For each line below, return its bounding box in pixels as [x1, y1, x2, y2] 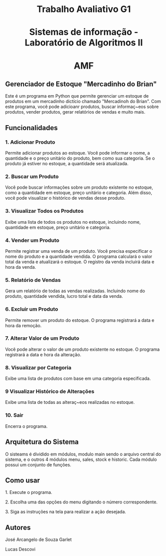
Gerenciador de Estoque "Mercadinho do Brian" [5, 80, 157, 88]
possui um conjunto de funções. [5, 461, 71, 467]
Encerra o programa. [5, 423, 48, 429]
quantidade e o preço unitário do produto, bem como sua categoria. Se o [5, 155, 155, 161]
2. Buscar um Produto [5, 173, 59, 180]
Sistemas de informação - [29, 27, 139, 38]
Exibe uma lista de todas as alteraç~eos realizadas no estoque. [5, 399, 135, 405]
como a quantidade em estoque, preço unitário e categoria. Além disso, [5, 190, 153, 196]
